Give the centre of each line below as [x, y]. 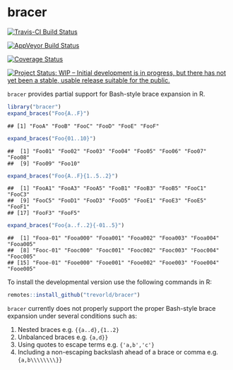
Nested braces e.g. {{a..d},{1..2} [68, 330]
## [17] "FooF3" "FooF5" [44, 213]
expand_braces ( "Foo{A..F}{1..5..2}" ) [63, 176]
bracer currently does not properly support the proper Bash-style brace [112, 309]
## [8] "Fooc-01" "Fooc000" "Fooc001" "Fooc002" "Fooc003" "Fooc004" [113, 251]
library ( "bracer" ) [34, 106]
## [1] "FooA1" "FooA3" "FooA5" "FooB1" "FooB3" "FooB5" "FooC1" [107, 189]
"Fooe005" [22, 269]
